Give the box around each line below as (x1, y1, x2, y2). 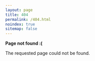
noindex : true (5, 21, 36, 27)
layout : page (5, 7, 33, 13)
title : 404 (5, 12, 28, 17)
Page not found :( (5, 40, 43, 46)
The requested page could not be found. (5, 50, 90, 56)
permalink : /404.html (5, 17, 51, 22)
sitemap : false (5, 26, 38, 32)
